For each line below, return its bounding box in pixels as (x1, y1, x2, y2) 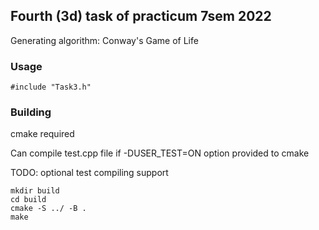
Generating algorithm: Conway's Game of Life (10, 34, 199, 46)
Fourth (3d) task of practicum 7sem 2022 (10, 8, 272, 25)
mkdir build (10, 186, 60, 196)
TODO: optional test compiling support (10, 167, 169, 179)
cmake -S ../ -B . (10, 204, 87, 214)
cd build (10, 195, 47, 205)
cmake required (10, 128, 75, 140)
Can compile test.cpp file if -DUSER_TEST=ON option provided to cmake (10, 147, 310, 159)
